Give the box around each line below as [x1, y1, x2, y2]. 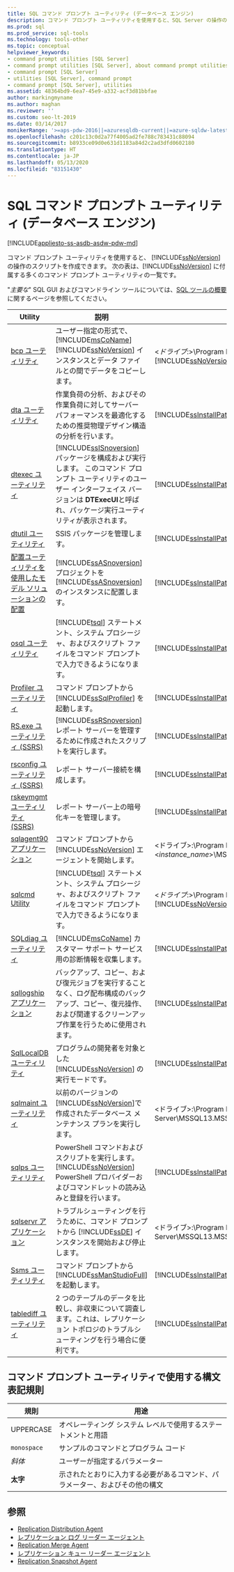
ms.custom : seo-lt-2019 [7, 114, 77, 120]
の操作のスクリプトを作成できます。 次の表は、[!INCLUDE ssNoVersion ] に [7, 262, 219, 270]
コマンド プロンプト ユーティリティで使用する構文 [7, 1371, 221, 1383]
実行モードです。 [55, 1074, 111, 1084]
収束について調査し [83, 1303, 146, 1313]
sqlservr [10, 1216, 38, 1226]
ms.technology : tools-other [7, 36, 89, 43]
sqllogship [10, 988, 45, 997]
